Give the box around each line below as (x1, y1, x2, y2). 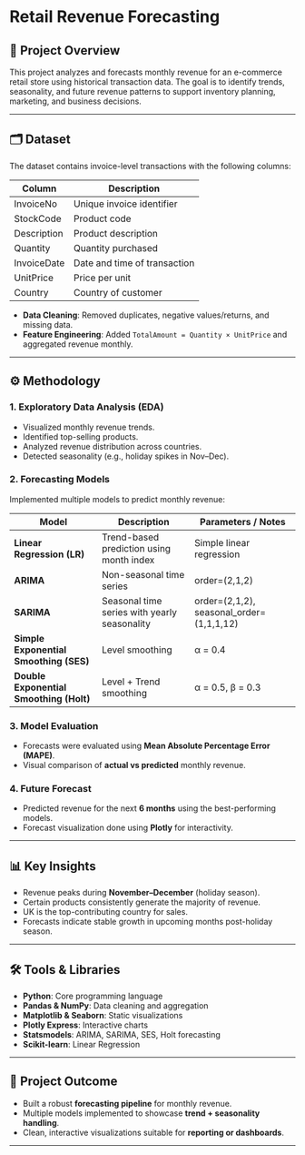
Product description (74, 227, 159, 239)
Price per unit (74, 271, 132, 284)
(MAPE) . (22, 750, 55, 761)
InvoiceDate (14, 257, 65, 269)
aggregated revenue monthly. (22, 339, 133, 350)
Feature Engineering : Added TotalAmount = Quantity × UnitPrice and (22, 329, 288, 339)
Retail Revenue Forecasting (9, 6, 221, 27)
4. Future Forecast (9, 783, 93, 795)
